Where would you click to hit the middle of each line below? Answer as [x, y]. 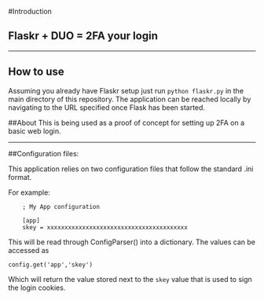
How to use [36, 72]
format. [20, 177]
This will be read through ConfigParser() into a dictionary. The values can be [132, 242]
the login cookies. [37, 287]
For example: [29, 192]
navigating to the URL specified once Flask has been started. [107, 107]
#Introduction [30, 11]
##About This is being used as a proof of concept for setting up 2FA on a [126, 123]
